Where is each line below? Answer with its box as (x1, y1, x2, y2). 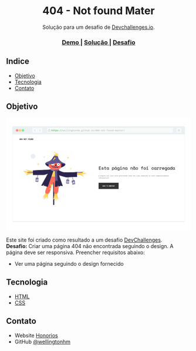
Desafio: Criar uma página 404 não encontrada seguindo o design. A (6, 243, 174, 250)
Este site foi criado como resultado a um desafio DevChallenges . (6, 236, 163, 243)
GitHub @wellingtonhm (14, 338, 70, 345)
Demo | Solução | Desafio (61, 38, 136, 46)
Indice (6, 56, 29, 66)
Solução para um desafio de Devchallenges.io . (42, 24, 155, 31)
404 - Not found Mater (42, 4, 155, 18)
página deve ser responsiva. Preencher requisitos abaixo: (6, 249, 145, 256)
